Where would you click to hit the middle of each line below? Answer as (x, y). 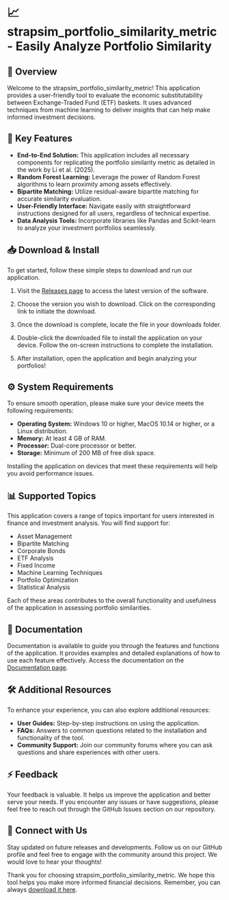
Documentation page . (38, 668)
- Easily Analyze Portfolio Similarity (109, 46)
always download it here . (42, 889)
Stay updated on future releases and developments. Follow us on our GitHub (115, 847)
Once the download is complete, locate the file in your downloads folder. (119, 324)
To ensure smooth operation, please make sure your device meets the (106, 403)
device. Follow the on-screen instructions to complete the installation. (115, 345)
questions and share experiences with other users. (89, 752)
